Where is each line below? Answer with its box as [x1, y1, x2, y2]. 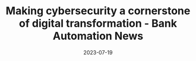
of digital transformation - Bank [18, 17, 178, 30]
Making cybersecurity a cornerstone [5, 4, 191, 18]
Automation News [52, 30, 144, 43]
